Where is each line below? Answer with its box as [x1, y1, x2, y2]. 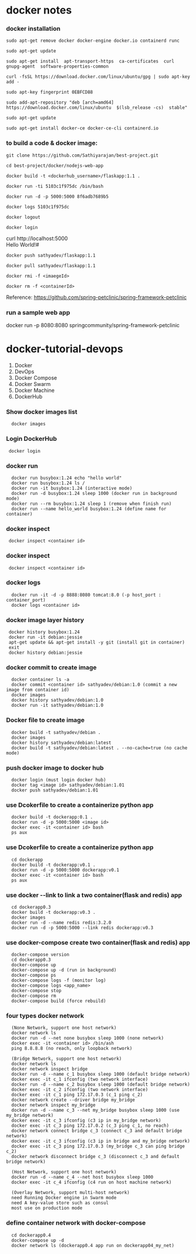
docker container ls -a [11, 677, 69, 683]
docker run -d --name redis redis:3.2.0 [11, 919, 111, 926]
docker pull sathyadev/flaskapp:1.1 [6, 262, 96, 268]
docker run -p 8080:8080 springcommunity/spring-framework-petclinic [6, 322, 180, 329]
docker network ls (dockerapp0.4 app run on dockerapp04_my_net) [11, 1242, 175, 1248]
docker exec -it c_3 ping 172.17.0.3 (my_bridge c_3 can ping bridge [11, 1143, 185, 1149]
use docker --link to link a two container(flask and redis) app [6, 891, 183, 899]
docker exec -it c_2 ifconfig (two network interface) [11, 1087, 148, 1093]
